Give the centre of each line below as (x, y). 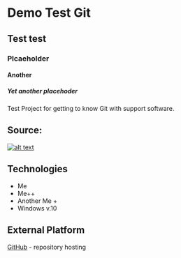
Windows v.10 (37, 208)
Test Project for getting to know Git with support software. (91, 109)
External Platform (46, 230)
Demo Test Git (49, 13)
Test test (27, 39)
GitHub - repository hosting (46, 247)
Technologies (38, 169)
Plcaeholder (28, 59)
